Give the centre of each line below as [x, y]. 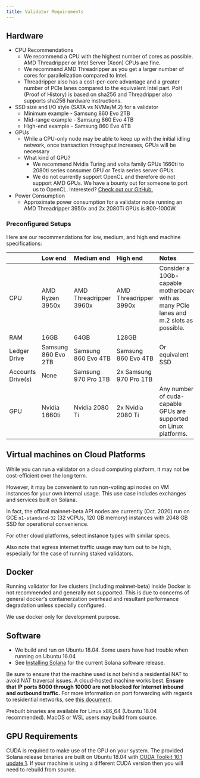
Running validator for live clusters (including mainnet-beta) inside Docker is [99, 586]
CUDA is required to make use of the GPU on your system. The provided [95, 750]
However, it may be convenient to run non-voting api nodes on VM [87, 487]
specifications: [24, 243]
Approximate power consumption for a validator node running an [103, 202]
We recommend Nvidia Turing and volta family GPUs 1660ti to [108, 164]
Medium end [92, 258]
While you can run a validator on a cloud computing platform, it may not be [98, 469]
